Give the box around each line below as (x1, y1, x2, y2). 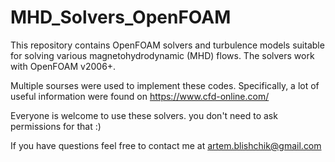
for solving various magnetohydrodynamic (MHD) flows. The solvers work (10, 49, 315, 61)
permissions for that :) (10, 120, 102, 132)
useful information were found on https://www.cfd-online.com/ (10, 90, 270, 102)
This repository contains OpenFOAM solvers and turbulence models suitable (10, 39, 325, 51)
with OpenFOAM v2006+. (10, 60, 117, 72)
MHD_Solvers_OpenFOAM (10, 6, 232, 29)
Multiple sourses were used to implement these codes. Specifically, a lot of (10, 79, 320, 91)
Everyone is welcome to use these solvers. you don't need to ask (10, 109, 278, 121)
